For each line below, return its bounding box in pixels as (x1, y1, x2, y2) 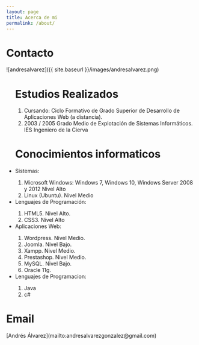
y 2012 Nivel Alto (23, 185, 66, 193)
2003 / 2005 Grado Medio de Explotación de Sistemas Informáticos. (23, 120, 194, 127)
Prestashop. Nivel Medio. (23, 254, 87, 261)
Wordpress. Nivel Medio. (23, 235, 85, 242)
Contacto (6, 46, 54, 60)
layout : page (6, 8, 39, 15)
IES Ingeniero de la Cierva (23, 126, 88, 133)
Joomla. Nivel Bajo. (23, 241, 72, 248)
